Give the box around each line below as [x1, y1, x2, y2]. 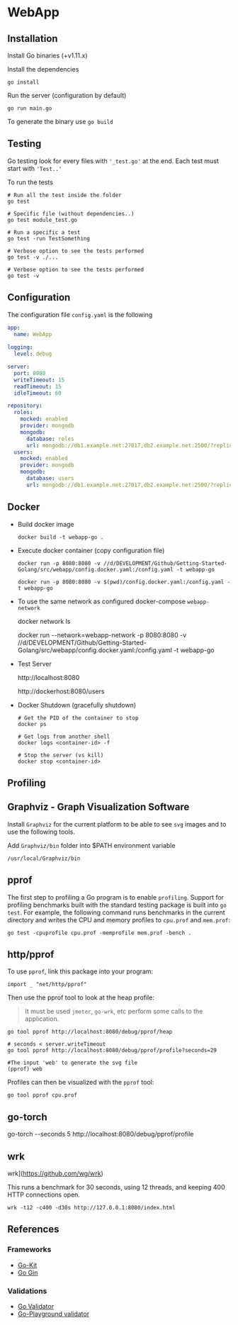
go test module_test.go [7, 216, 78, 223]
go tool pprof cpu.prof [7, 1092, 78, 1099]
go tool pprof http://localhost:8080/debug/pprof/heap [7, 1029, 173, 1036]
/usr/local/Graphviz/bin [7, 855, 81, 862]
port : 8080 [13, 369, 46, 376]
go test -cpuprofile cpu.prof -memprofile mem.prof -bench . [7, 929, 192, 937]
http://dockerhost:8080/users [17, 687, 105, 695]
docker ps [17, 720, 47, 727]
